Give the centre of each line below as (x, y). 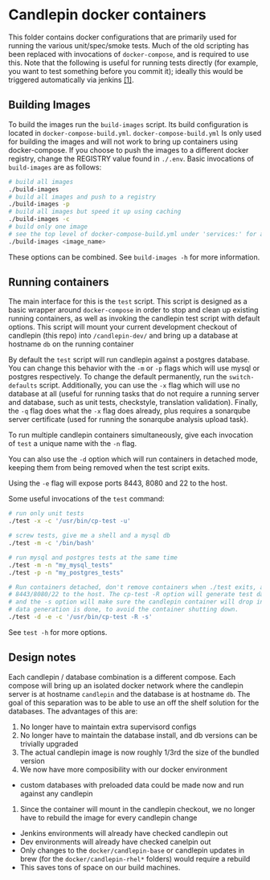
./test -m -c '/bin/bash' (51, 543)
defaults (23, 386)
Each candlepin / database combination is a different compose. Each (122, 677)
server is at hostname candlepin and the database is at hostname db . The (129, 694)
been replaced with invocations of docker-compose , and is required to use (129, 54)
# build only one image (48, 227)
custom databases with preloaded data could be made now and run (132, 784)
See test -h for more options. (58, 632)
